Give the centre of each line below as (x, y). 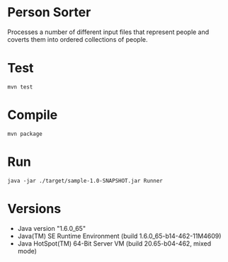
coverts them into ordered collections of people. (78, 39)
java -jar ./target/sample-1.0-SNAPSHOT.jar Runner (85, 181)
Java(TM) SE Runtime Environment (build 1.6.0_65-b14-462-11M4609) (119, 236)
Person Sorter (49, 12)
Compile (33, 115)
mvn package (25, 134)
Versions (34, 209)
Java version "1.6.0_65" (52, 228)
